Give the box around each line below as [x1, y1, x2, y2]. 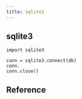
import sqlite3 [6, 47, 45, 53]
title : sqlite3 [6, 8, 45, 15]
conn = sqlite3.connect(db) [6, 58, 77, 64]
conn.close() [6, 68, 39, 74]
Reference [6, 85, 46, 95]
